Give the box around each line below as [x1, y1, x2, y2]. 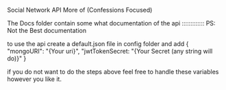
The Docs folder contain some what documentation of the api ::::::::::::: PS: [7, 19, 216, 27]
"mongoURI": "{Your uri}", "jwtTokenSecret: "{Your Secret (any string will [7, 47, 213, 55]
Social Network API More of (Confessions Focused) [7, 6, 153, 14]
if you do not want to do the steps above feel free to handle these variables [7, 68, 219, 76]
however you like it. [7, 75, 62, 83]
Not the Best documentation [7, 27, 87, 34]
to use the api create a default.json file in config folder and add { [7, 40, 189, 47]
